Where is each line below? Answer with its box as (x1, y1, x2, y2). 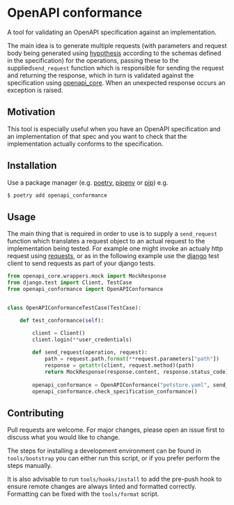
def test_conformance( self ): (19, 317, 104, 324)
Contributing (7, 407, 64, 419)
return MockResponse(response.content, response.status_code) (44, 368, 229, 375)
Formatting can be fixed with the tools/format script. (7, 490, 159, 498)
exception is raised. (7, 86, 63, 94)
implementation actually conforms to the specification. (7, 140, 164, 148)
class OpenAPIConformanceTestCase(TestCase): (7, 304, 141, 311)
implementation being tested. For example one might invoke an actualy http (7, 244, 224, 252)
